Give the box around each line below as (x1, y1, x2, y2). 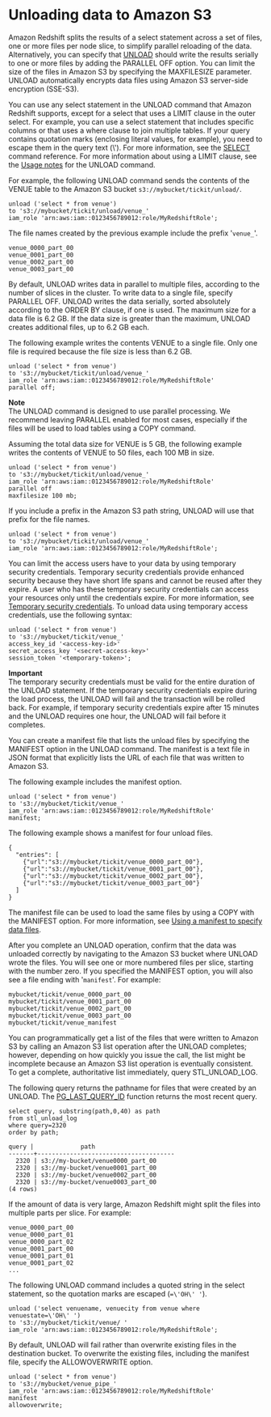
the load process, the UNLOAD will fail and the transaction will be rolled (8, 694, 246, 703)
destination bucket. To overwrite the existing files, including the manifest (8, 1348, 250, 1358)
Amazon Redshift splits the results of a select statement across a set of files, (8, 32, 263, 42)
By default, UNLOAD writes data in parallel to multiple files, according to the (8, 279, 261, 289)
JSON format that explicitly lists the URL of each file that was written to (8, 753, 244, 762)
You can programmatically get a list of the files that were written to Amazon (8, 1033, 259, 1042)
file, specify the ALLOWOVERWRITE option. (8, 1357, 153, 1367)
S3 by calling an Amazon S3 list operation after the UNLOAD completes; (8, 1042, 248, 1051)
